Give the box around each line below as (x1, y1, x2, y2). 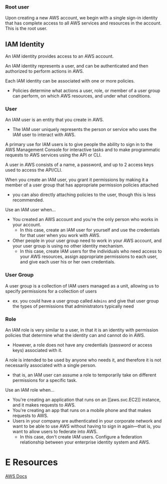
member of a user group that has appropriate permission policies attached (5, 182, 158, 188)
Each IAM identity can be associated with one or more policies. (5, 78, 135, 84)
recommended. (12, 197, 44, 203)
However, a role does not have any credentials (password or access (12, 342, 152, 348)
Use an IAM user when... (5, 206, 56, 213)
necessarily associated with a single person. (5, 362, 96, 368)
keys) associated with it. (12, 347, 62, 353)
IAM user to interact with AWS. (12, 131, 76, 138)
